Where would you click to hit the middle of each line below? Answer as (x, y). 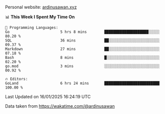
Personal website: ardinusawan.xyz (41, 7)
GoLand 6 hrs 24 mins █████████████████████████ (82, 83)
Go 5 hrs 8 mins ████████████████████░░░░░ (82, 32)
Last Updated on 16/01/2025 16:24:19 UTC (48, 97)
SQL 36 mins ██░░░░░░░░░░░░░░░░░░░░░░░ (82, 41)
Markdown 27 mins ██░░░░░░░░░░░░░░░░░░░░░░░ (82, 49)
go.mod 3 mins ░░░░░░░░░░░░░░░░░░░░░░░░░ (82, 66)
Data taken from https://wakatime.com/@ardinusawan (60, 106)
